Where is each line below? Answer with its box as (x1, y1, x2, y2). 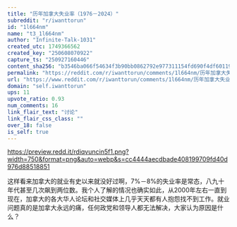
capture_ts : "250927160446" (7, 56, 90, 63)
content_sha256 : (7, 63, 55, 70)
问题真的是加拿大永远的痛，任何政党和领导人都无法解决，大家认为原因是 (7, 204, 217, 212)
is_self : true (7, 128, 49, 135)
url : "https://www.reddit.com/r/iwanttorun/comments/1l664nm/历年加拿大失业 (7, 75, 231, 83)
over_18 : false (7, 121, 52, 129)
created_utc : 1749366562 (7, 43, 80, 50)
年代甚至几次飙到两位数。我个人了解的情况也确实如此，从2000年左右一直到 (7, 186, 227, 195)
